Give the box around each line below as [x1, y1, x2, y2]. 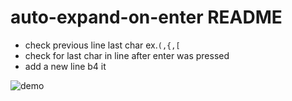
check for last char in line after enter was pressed [24, 49, 230, 61]
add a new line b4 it [24, 60, 107, 72]
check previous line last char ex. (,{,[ [24, 39, 181, 51]
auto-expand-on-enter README [10, 6, 283, 29]
